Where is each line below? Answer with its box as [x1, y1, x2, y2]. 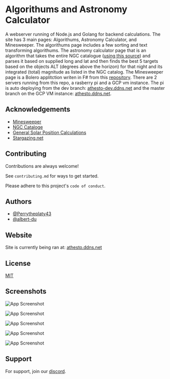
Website [5, 231, 32, 239]
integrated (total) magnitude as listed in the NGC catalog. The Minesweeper [5, 68, 163, 75]
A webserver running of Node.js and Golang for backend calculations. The [5, 31, 161, 37]
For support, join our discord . [5, 368, 66, 374]
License [5, 259, 31, 267]
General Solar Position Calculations [12, 129, 86, 135]
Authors [5, 197, 32, 206]
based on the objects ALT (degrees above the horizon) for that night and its [5, 63, 163, 70]
